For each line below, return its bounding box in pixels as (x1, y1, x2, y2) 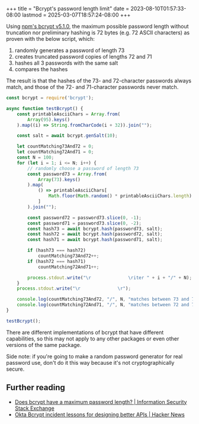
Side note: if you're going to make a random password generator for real (6, 352, 183, 360)
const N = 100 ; (17, 155, 54, 160)
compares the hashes (14, 66, 68, 73)
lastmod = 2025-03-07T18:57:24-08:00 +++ (22, 11, 131, 18)
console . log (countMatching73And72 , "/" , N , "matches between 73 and (17, 296, 190, 303)
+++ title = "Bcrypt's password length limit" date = (6, 5, 130, 12)
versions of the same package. (6, 341, 82, 348)
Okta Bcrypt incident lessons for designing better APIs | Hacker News (14, 411, 185, 418)
